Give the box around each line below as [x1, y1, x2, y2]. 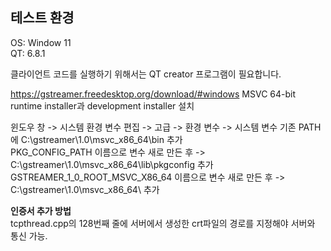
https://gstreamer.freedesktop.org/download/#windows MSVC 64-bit [10, 88, 297, 100]
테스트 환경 [10, 9, 75, 27]
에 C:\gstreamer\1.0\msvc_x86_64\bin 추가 [10, 133, 183, 145]
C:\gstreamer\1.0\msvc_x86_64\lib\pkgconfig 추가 [10, 158, 214, 170]
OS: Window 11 [10, 36, 72, 48]
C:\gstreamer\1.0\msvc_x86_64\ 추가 [10, 183, 160, 195]
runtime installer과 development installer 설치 [10, 99, 195, 112]
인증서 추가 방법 [10, 204, 72, 217]
